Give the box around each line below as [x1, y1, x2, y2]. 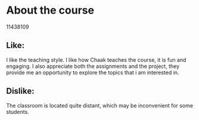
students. [6, 108, 30, 115]
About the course [6, 4, 94, 17]
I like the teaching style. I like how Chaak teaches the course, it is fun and [6, 56, 186, 63]
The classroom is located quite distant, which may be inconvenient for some [6, 102, 194, 109]
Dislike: [6, 86, 35, 96]
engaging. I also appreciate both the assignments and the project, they [6, 62, 180, 70]
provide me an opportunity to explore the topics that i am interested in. [6, 69, 179, 76]
